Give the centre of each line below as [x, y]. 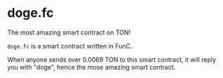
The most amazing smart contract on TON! [69, 32]
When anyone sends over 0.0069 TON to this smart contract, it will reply [111, 59]
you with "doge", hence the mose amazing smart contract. [92, 67]
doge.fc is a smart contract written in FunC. [70, 46]
